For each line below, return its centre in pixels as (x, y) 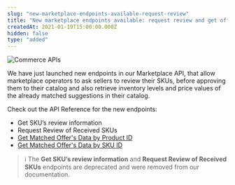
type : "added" (28, 40)
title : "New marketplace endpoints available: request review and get (112, 20)
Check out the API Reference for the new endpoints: (82, 109)
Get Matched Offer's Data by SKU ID (70, 145)
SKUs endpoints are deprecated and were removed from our (112, 167)
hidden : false (28, 33)
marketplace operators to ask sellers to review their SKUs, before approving (116, 81)
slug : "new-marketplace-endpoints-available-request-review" (98, 14)
